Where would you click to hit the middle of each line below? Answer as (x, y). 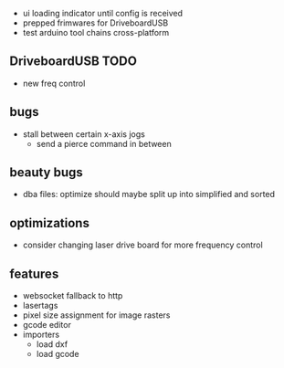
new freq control (54, 83)
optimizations (49, 223)
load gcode (58, 354)
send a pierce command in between (104, 143)
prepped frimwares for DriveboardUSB (95, 23)
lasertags (40, 306)
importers (41, 335)
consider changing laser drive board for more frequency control (142, 245)
